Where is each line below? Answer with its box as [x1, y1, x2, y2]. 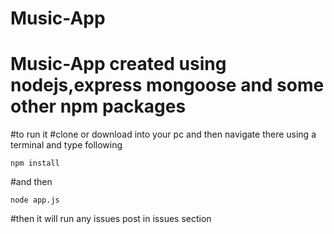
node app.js [10, 195, 60, 206]
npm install [10, 158, 60, 169]
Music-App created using [10, 53, 227, 76]
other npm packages [10, 95, 187, 118]
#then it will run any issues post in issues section [10, 213, 212, 225]
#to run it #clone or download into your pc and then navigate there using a [10, 128, 317, 141]
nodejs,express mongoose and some [10, 74, 325, 97]
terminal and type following [10, 139, 123, 151]
